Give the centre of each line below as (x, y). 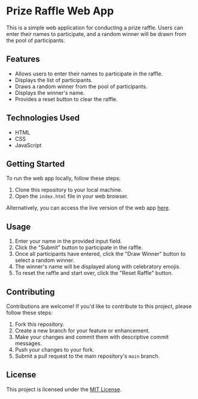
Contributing (31, 292)
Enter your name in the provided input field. (68, 241)
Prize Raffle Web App (60, 11)
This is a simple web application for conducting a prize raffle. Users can (95, 28)
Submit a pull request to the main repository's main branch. (87, 356)
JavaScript (28, 145)
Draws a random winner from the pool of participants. (81, 86)
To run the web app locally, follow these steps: (63, 179)
